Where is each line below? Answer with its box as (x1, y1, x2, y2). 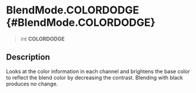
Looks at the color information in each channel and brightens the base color (6, 68, 190, 75)
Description (6, 52, 50, 62)
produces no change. (6, 80, 58, 87)
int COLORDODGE (20, 35, 65, 42)
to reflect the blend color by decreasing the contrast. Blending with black (6, 74, 184, 81)
